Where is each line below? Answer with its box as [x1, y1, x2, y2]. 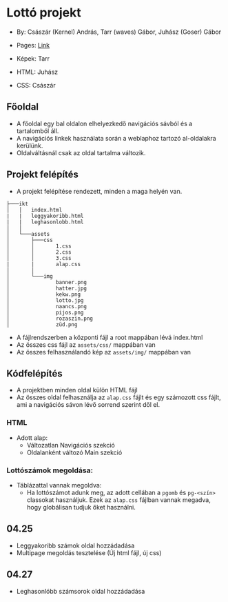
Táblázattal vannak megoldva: [16, 481, 102, 489]
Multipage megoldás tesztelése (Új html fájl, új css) [16, 548, 162, 556]
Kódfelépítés [6, 368, 63, 379]
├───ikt [6, 200, 29, 208]
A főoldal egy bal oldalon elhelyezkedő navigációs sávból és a [16, 119, 193, 128]
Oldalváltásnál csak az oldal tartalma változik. [16, 148, 146, 157]
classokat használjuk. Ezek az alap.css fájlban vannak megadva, [26, 495, 211, 504]
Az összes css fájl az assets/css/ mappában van [16, 340, 156, 349]
